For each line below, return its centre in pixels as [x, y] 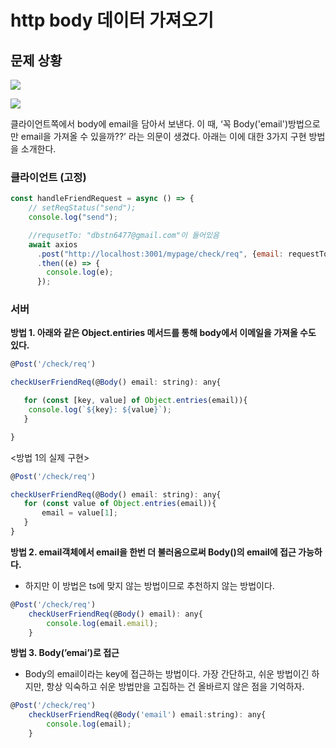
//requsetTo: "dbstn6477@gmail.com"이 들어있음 [124, 235]
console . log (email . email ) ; [102, 623]
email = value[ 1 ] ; [79, 513]
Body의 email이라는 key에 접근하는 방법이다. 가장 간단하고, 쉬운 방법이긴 [167, 674]
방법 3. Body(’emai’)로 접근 [65, 653]
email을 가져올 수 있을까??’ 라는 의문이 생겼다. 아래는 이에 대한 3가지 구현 [163, 136]
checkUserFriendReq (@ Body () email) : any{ [115, 614]
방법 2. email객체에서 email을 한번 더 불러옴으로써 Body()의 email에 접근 [153, 552]
